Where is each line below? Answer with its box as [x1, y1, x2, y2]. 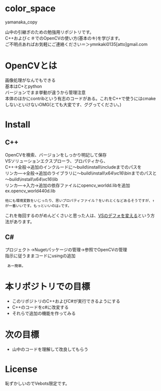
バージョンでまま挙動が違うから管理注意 [5, 89, 86, 95]
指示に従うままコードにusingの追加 [5, 253, 76, 258]
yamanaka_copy [5, 19, 38, 25]
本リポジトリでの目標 [5, 281, 91, 292]
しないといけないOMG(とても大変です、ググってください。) [5, 101, 122, 107]
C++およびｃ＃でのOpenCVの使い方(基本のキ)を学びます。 [5, 35, 123, 41]
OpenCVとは [5, 60, 57, 71]
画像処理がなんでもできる [5, 77, 56, 83]
